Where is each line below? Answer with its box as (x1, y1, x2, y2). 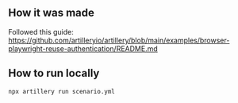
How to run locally (8, 67, 100, 80)
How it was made (8, 6, 95, 20)
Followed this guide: (8, 27, 74, 36)
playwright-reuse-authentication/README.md (8, 43, 159, 53)
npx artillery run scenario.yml (8, 87, 115, 95)
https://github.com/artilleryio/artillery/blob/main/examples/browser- (8, 35, 230, 45)
